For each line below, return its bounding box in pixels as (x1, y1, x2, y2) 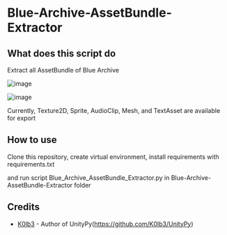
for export (7, 114, 36, 122)
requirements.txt (7, 160, 55, 168)
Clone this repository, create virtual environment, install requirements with (7, 152, 219, 161)
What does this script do (7, 47, 116, 59)
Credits (7, 201, 40, 213)
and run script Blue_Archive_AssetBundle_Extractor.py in (7, 173, 170, 182)
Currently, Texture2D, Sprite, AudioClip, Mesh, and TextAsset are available (7, 107, 221, 114)
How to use (7, 134, 57, 146)
